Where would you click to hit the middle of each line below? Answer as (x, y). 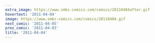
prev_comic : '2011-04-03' (32, 28)
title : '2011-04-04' (27, 33)
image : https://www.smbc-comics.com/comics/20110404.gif (65, 19)
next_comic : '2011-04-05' (32, 23)
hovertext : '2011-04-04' (31, 14)
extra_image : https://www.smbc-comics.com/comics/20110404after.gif (77, 10)
